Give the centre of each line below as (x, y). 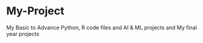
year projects (23, 33)
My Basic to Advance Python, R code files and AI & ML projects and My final (102, 27)
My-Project (36, 11)
